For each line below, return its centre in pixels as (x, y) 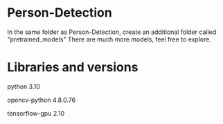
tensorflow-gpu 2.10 (36, 113)
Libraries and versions (73, 68)
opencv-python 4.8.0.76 (42, 100)
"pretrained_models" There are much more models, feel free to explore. (109, 39)
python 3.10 (24, 86)
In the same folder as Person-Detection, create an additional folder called (112, 32)
